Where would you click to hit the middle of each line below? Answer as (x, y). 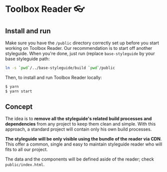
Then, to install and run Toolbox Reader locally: (53, 77)
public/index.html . (25, 165)
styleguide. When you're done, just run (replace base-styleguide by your (80, 53)
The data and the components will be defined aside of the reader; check (79, 159)
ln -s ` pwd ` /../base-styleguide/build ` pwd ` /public (60, 68)
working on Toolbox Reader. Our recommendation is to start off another (79, 48)
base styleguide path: (27, 59)
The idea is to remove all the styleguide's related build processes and (78, 119)
